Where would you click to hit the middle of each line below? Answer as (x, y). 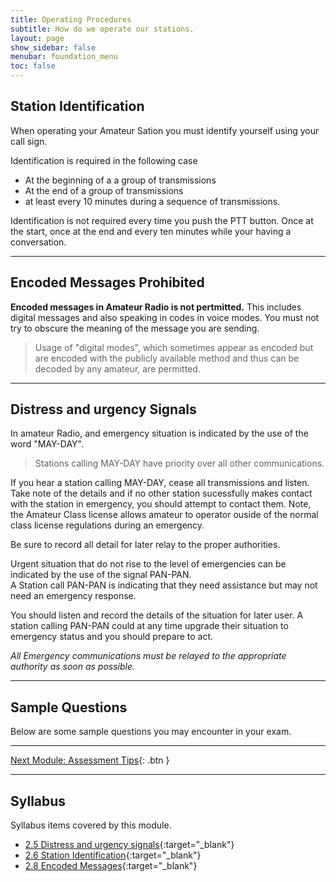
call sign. (29, 141)
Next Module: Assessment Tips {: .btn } (90, 760)
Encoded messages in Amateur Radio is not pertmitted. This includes (156, 307)
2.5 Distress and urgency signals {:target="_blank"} (129, 845)
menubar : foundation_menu (64, 57)
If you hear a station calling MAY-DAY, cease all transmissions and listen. (160, 483)
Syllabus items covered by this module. (91, 825)
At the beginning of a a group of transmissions (120, 180)
